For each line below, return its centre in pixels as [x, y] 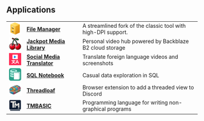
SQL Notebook [45, 75]
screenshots [98, 63]
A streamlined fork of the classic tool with [134, 26]
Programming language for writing [125, 103]
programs [119, 109]
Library [36, 47]
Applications [31, 10]
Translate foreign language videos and [130, 56]
